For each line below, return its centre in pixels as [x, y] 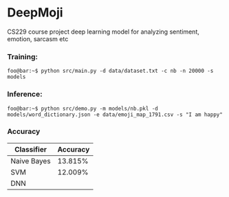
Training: [22, 56]
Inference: [25, 94]
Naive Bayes [31, 161]
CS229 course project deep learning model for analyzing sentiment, [103, 32]
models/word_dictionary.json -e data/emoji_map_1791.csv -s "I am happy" [115, 115]
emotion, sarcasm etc [38, 38]
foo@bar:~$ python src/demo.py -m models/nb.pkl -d [83, 108]
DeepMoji [35, 13]
